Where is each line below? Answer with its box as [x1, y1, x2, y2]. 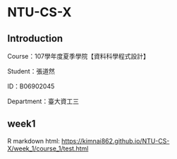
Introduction [7, 33, 63, 45]
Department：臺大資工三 [7, 97, 80, 105]
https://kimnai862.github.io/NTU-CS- [61, 136, 170, 145]
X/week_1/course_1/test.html [7, 144, 89, 153]
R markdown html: [7, 136, 60, 145]
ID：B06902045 [7, 82, 55, 90]
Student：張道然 [7, 67, 55, 75]
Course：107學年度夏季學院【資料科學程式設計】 [7, 52, 149, 60]
